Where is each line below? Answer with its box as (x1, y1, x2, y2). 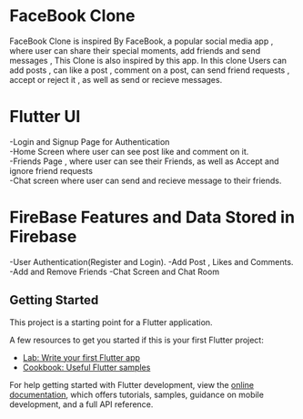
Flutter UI (9, 107, 81, 128)
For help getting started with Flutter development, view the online (9, 379, 255, 390)
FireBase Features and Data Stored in (9, 207, 296, 228)
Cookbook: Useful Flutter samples (22, 362, 151, 373)
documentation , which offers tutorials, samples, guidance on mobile (9, 389, 264, 400)
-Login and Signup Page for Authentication (9, 136, 170, 147)
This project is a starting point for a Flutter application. (9, 316, 213, 328)
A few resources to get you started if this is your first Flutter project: (9, 334, 264, 345)
